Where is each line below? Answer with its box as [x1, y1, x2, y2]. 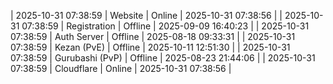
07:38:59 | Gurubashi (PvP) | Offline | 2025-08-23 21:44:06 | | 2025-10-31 [10, 52, 316, 64]
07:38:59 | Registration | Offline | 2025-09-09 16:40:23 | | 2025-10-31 [21, 20, 310, 32]
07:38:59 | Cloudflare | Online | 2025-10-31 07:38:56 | [10, 63, 232, 74]
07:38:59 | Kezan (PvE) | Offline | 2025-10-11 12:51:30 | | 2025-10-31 [10, 41, 291, 53]
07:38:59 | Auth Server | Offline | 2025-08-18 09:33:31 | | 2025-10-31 [10, 31, 296, 42]
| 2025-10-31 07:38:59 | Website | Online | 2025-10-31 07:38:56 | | [10, 10, 283, 21]
